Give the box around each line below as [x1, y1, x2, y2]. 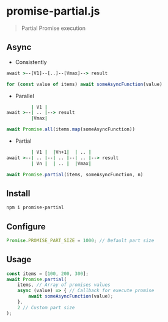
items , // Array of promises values [17, 282, 111, 288]
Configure [6, 221, 46, 232]
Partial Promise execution [21, 24, 86, 32]
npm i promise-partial [6, 204, 64, 211]
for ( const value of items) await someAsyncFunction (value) [6, 81, 163, 87]
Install [6, 188, 31, 199]
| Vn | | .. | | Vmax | [31, 160, 92, 166]
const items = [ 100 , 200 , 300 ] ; [6, 270, 89, 277]
